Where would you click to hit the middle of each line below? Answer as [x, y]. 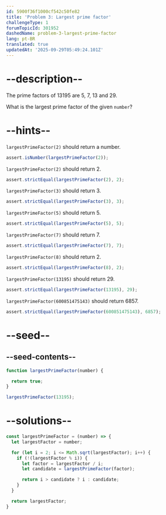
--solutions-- [39, 421]
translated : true [27, 45]
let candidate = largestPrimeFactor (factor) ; [78, 469]
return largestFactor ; [39, 501]
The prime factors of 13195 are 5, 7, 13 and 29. [62, 95]
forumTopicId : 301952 [33, 28]
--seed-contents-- [41, 357]
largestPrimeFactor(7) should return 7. [53, 235]
